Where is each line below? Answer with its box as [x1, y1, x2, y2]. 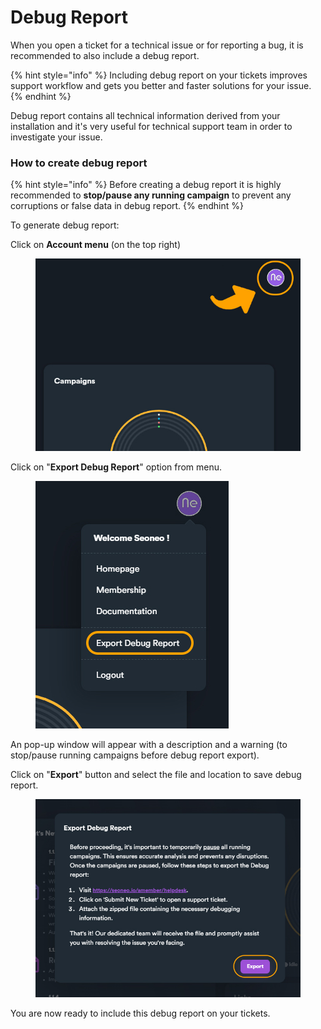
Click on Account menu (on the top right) [10, 239, 182, 251]
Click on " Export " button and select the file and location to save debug [10, 769, 302, 781]
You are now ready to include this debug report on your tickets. [10, 1007, 271, 1020]
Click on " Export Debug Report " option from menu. [10, 461, 223, 473]
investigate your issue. [10, 131, 103, 143]
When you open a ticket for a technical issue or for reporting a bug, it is [10, 39, 304, 51]
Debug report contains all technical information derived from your [10, 109, 281, 121]
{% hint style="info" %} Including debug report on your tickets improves [10, 69, 308, 81]
